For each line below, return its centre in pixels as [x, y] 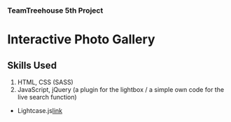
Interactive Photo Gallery [81, 40]
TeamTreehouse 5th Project [55, 11]
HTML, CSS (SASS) [45, 82]
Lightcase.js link [40, 110]
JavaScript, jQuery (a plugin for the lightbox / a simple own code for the [121, 89]
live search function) [47, 97]
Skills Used [32, 65]
